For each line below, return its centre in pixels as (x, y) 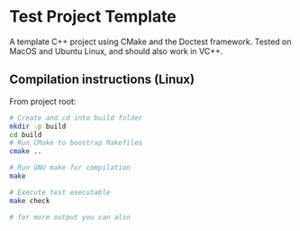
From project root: (43, 101)
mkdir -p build (38, 126)
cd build (26, 134)
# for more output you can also (70, 217)
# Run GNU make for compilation (70, 168)
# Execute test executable (60, 192)
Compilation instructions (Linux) (102, 80)
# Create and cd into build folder (76, 118)
